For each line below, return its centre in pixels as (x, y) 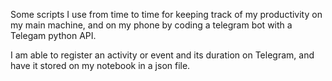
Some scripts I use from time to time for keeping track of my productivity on (166, 14)
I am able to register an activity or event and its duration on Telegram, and (162, 55)
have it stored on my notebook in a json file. (100, 65)
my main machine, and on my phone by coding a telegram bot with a (151, 25)
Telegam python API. (53, 35)
